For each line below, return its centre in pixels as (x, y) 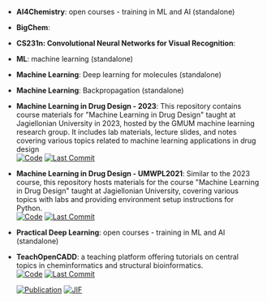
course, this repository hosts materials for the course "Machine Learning (138, 182)
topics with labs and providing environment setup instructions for (125, 199)
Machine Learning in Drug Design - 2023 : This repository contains (129, 106)
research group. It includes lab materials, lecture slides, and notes (126, 132)
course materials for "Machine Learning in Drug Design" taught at (126, 114)
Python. (29, 208)
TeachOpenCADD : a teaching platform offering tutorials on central (127, 257)
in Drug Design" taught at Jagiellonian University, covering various (127, 191)
